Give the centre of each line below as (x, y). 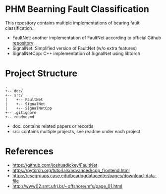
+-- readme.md (20, 117)
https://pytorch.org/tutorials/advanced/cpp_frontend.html (71, 170)
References (29, 151)
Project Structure (41, 73)
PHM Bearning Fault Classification (77, 9)
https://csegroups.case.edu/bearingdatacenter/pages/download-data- (84, 175)
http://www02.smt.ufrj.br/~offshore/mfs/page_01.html (67, 186)
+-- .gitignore (21, 112)
